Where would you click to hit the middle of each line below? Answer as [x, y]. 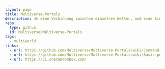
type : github [23, 28]
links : [12, 46]
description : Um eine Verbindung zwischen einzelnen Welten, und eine [79, 18]
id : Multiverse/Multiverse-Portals [46, 32]
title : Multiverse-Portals [33, 14]
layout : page [18, 9]
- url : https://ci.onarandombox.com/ [48, 59]
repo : [11, 23]
